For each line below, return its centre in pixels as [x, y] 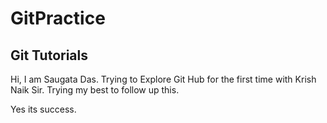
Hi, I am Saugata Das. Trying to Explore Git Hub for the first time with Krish [163, 79]
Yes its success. [43, 109]
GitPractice [58, 18]
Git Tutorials [49, 55]
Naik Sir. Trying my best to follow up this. [95, 90]
